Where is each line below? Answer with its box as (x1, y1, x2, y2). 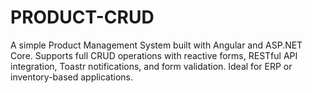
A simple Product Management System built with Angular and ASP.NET (10, 39, 303, 51)
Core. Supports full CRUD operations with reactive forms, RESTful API (10, 49, 298, 61)
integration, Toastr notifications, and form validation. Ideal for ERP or (10, 60, 293, 72)
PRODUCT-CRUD (10, 6, 155, 29)
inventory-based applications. (10, 71, 134, 83)
